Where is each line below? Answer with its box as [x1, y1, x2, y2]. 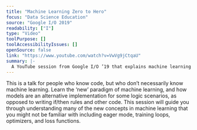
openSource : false [6, 47, 51, 53]
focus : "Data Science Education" [6, 14, 88, 20]
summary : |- [6, 58, 35, 64]
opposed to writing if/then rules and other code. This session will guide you [6, 99, 190, 106]
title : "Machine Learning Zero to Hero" [6, 8, 107, 15]
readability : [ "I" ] [6, 25, 54, 31]
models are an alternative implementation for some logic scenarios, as [6, 92, 177, 99]
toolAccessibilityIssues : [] [6, 42, 78, 48]
